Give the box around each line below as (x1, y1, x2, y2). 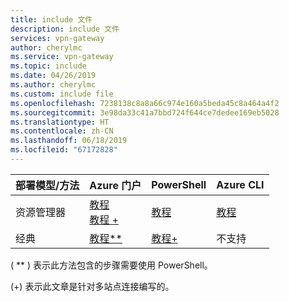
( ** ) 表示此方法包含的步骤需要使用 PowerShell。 (10, 259, 213, 271)
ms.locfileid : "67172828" (10, 145, 118, 155)
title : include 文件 (10, 14, 93, 25)
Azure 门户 (89, 178, 142, 192)
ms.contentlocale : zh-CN (10, 126, 114, 136)
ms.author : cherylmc (10, 80, 97, 90)
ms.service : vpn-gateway (10, 52, 114, 62)
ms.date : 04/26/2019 (10, 71, 97, 81)
